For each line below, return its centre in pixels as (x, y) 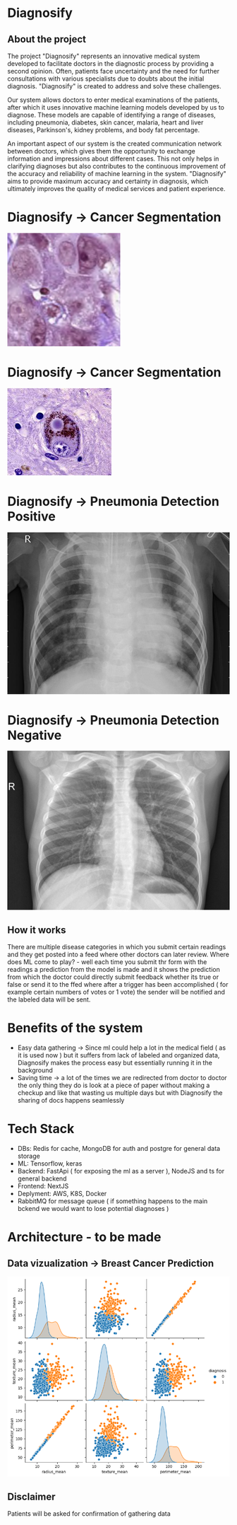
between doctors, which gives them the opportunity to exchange (101, 151)
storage (29, 1156)
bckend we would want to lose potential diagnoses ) (93, 1208)
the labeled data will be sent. (49, 999)
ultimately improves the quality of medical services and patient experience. (116, 189)
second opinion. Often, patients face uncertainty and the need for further (114, 71)
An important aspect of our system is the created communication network (115, 144)
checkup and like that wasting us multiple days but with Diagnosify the (120, 1093)
